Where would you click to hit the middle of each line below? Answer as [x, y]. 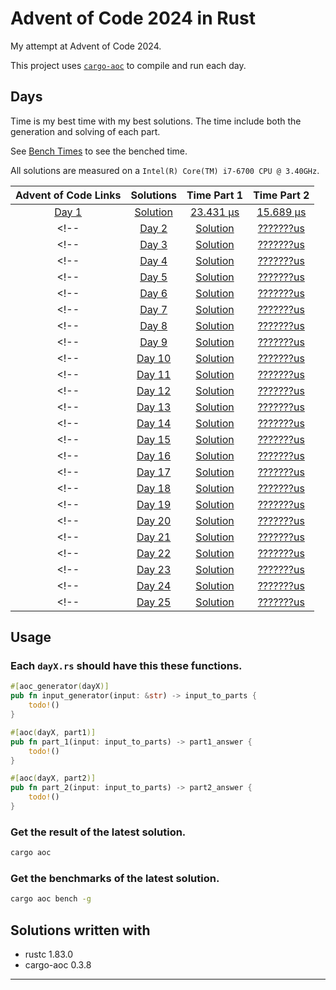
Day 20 [154, 520]
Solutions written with [80, 930]
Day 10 [154, 358]
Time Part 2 [281, 195]
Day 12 [154, 390]
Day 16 [154, 455]
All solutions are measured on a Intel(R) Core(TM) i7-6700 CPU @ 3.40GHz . [165, 170]
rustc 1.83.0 [49, 954]
